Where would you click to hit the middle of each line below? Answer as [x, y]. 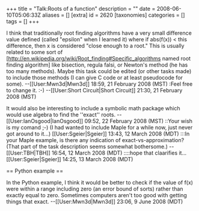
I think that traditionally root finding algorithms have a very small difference [99, 33]
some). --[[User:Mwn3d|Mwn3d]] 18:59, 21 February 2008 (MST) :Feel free [99, 84]
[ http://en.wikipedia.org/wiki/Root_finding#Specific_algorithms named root [99, 58]
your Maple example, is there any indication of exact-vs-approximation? [95, 140]
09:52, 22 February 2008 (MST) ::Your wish [139, 121]
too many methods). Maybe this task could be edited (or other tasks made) [99, 71]
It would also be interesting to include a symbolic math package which [93, 108]
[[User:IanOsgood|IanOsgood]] [45, 121]
